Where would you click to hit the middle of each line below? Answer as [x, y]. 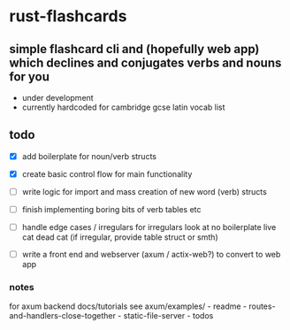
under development [58, 98]
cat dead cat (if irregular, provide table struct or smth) [120, 237]
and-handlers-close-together [63, 316]
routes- [262, 306]
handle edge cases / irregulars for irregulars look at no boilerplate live [149, 227]
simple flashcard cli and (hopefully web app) [134, 49]
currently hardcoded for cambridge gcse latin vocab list [123, 107]
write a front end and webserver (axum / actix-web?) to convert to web [151, 255]
